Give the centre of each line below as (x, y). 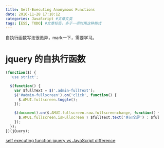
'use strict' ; (24, 77)
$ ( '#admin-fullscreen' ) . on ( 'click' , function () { (66, 95)
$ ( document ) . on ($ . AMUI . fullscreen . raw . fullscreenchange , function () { (87, 113)
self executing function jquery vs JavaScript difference (61, 140)
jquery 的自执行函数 (46, 59)
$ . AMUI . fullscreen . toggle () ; (48, 100)
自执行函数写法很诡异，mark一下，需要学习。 (51, 38)
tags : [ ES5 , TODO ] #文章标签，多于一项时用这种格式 (54, 23)
